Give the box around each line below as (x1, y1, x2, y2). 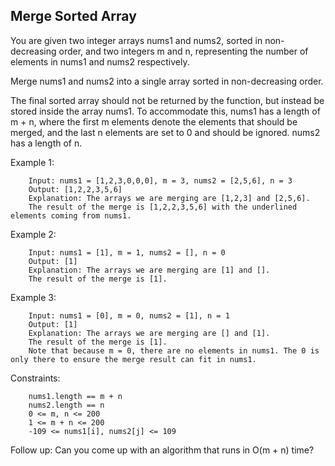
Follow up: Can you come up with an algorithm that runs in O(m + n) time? (10, 444, 315, 456)
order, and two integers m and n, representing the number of (58, 45, 309, 57)
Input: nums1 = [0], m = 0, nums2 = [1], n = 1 (28, 310, 230, 321)
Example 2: (10, 228, 57, 240)
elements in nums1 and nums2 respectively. (10, 55, 190, 68)
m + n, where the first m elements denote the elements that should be (10, 115, 298, 128)
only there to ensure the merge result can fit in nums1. (10, 354, 257, 364)
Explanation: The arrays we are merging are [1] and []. (28, 265, 271, 275)
